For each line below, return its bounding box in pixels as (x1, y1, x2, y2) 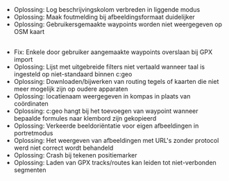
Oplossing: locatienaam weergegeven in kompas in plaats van (13, 92, 191, 100)
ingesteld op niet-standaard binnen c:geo (13, 69, 133, 78)
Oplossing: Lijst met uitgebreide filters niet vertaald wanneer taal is (13, 62, 205, 71)
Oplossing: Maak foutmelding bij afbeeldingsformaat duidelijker (13, 13, 196, 21)
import (13, 55, 33, 63)
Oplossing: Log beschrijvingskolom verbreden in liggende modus (13, 6, 201, 14)
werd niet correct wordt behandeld (13, 144, 114, 152)
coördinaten (13, 99, 49, 107)
